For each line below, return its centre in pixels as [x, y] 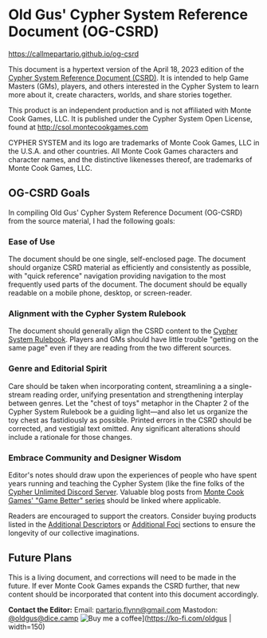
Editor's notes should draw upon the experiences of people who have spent [133, 475]
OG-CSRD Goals [49, 193]
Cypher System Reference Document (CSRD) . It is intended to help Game [129, 77]
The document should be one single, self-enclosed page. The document [127, 259]
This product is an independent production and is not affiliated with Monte [130, 110]
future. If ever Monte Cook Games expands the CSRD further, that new [124, 585]
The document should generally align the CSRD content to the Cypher [123, 331]
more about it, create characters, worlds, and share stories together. [120, 94]
